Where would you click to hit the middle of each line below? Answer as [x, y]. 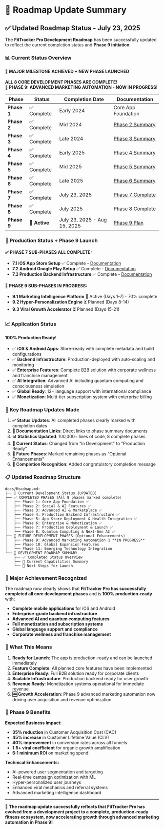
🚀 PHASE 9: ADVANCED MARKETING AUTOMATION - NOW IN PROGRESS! [81, 87]
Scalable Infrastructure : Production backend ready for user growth [80, 678]
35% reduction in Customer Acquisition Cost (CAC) [64, 732]
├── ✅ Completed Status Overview [48, 557]
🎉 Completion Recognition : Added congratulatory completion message [84, 464]
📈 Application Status [31, 324]
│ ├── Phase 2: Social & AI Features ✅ [48, 506]
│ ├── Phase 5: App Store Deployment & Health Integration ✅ [71, 519]
